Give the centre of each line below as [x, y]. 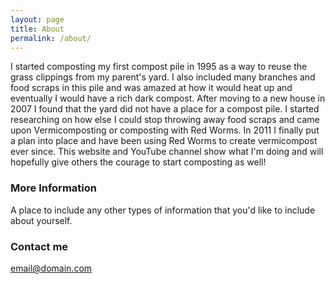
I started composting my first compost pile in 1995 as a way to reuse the [159, 67]
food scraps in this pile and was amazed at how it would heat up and [151, 88]
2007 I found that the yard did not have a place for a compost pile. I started [165, 109]
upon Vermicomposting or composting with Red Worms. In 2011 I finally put [165, 130]
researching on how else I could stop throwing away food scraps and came [165, 120]
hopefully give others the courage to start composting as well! [138, 162]
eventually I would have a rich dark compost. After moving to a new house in [168, 98]
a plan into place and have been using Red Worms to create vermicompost [164, 141]
